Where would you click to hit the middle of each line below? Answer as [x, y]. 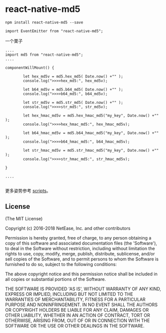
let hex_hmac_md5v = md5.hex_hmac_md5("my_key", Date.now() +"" [91, 115]
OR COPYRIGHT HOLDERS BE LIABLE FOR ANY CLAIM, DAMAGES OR [77, 310]
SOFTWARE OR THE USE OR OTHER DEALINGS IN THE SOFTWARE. [75, 326]
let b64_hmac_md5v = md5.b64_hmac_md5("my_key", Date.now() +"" [91, 133]
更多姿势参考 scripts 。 [28, 190]
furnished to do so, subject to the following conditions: [61, 264]
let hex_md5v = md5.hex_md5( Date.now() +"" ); [73, 76]
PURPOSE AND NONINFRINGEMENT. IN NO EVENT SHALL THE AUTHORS [82, 305]
